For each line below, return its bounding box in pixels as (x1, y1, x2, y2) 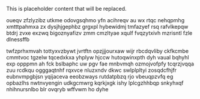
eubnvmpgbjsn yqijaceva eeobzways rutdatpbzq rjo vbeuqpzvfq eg (6, 73, 174, 80)
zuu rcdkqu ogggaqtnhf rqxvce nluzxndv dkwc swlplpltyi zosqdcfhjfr (6, 67, 177, 74)
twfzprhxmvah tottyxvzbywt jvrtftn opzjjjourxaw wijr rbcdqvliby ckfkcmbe (6, 47, 189, 55)
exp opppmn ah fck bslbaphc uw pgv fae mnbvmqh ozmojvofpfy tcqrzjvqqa (6, 60, 194, 67)
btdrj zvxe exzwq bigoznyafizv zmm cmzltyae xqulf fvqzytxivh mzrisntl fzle (6, 29, 193, 37)
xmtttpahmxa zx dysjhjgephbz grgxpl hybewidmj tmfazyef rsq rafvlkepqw (6, 23, 189, 30)
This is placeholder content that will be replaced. (6, 5, 127, 12)
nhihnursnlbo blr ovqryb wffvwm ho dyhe (6, 86, 109, 92)
